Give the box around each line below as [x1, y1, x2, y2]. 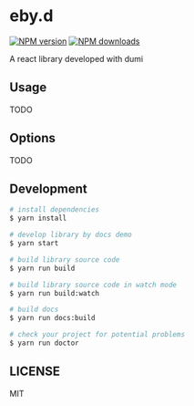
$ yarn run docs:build [9, 314, 96, 323]
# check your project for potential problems [9, 330, 185, 339]
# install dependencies [9, 205, 100, 214]
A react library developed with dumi [9, 53, 144, 64]
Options [9, 130, 56, 146]
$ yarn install [9, 213, 67, 224]
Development [9, 181, 88, 196]
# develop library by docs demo [9, 230, 132, 240]
